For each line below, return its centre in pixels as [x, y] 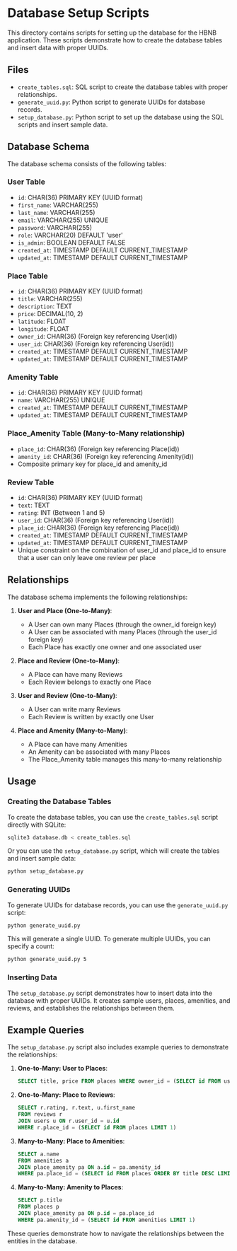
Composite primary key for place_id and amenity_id [92, 464]
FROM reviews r [40, 1115]
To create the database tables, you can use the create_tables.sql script [113, 817]
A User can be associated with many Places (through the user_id [122, 632]
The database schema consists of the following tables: [87, 163]
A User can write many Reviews [75, 709]
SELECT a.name [38, 1154]
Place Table [28, 276]
